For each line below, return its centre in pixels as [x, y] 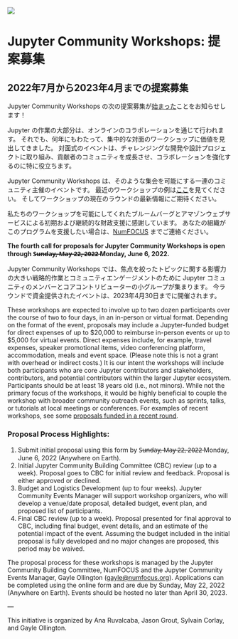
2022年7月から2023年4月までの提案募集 [98, 88]
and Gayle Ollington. [37, 628]
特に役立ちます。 [51, 166]
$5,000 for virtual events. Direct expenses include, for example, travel [109, 340]
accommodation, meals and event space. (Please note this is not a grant [113, 355]
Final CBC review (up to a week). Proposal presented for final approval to [124, 519]
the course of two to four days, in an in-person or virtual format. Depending [118, 317]
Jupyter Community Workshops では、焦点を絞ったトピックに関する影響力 [117, 269]
